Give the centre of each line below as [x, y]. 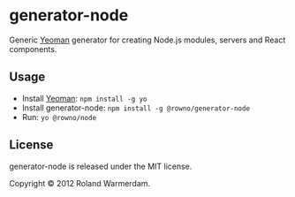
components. [33, 49]
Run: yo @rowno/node [59, 117]
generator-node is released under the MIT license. [101, 166]
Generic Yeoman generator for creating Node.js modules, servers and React [147, 40]
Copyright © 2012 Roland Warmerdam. [80, 183]
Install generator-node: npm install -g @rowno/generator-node [136, 108]
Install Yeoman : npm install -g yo [84, 98]
